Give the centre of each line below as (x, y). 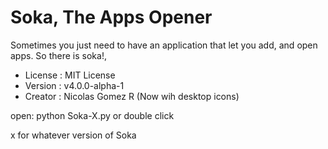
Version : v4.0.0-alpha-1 (74, 85)
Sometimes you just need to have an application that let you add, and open (164, 45)
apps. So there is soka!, (58, 55)
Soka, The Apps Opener (111, 17)
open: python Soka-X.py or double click (92, 115)
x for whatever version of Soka (73, 135)
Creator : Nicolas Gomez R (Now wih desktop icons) (132, 96)
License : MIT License (70, 75)
